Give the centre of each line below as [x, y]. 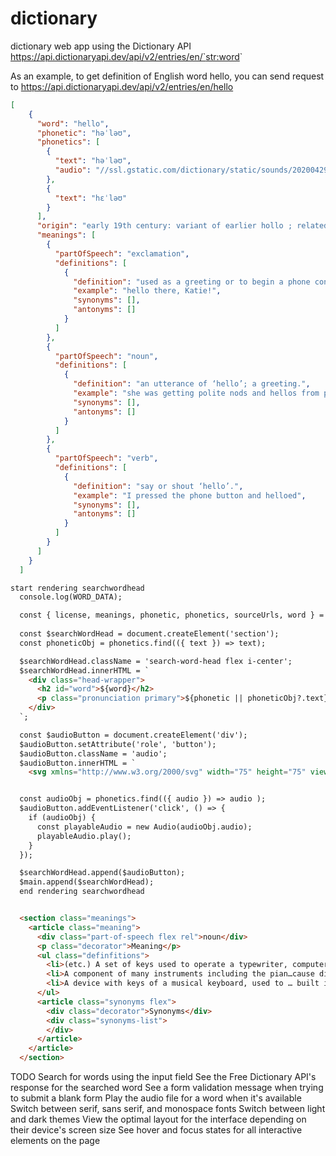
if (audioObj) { [62, 818]
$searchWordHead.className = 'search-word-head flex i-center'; [156, 661]
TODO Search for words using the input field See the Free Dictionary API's [163, 1077]
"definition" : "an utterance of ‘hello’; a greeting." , [192, 384]
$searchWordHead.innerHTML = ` [84, 670]
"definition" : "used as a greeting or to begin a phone [192, 282]
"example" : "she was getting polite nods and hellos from [196, 393]
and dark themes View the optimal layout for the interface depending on [158, 1119]
